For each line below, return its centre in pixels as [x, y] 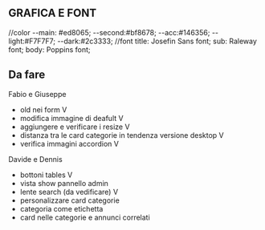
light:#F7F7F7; [32, 41]
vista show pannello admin [64, 183]
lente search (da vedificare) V [69, 192]
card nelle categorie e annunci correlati [85, 217]
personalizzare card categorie [70, 200]
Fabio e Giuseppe [37, 94]
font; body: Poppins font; [49, 49]
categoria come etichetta [61, 208]
